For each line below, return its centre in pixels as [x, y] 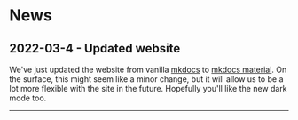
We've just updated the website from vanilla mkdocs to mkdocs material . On [148, 69]
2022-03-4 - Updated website [95, 48]
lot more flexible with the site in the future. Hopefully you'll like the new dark [148, 88]
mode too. [28, 98]
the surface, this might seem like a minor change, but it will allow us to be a [146, 79]
